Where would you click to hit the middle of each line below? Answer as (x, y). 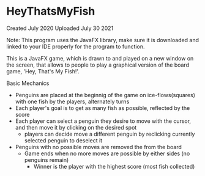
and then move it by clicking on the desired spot (76, 127)
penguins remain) (47, 159)
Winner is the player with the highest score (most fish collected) (114, 166)
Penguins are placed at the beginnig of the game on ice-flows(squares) (105, 95)
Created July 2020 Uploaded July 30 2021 (60, 28)
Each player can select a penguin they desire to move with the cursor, (103, 121)
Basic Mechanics (28, 83)
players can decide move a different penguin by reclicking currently (110, 134)
